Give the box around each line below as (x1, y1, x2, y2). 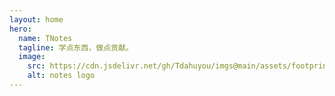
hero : (9, 24, 32, 34)
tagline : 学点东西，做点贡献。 (18, 42, 134, 53)
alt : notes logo (27, 71, 96, 81)
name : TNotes (18, 33, 73, 43)
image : (18, 52, 46, 62)
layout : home (9, 14, 64, 25)
